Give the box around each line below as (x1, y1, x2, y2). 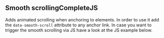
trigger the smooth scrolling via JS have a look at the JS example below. (5, 27, 153, 33)
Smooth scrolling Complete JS (5, 4, 98, 12)
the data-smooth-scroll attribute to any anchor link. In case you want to (5, 22, 152, 28)
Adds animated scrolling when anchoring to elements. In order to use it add (5, 17, 159, 22)
